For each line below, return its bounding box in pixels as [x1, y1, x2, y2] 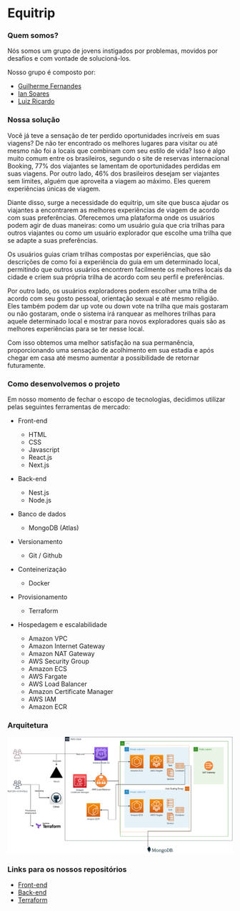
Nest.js [28, 488, 50, 497]
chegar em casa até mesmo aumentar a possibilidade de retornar [7, 353, 200, 362]
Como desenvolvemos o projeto [7, 378, 120, 388]
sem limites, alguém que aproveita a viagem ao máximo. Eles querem [7, 176, 211, 185]
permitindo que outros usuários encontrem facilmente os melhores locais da [7, 265, 232, 273]
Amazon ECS [28, 665, 68, 673]
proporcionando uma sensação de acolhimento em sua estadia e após [7, 346, 214, 354]
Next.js [28, 460, 50, 469]
